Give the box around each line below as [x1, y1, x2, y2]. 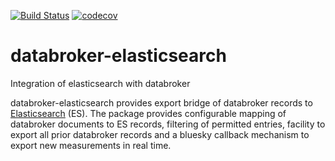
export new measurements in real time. [10, 139, 172, 151]
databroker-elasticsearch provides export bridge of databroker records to [10, 96, 313, 109]
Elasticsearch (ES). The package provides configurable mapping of [10, 107, 287, 119]
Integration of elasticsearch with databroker [10, 77, 191, 89]
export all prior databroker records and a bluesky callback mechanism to [10, 128, 310, 140]
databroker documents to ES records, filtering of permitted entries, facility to [10, 118, 326, 130]
